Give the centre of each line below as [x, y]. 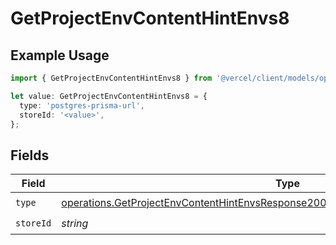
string [75, 223]
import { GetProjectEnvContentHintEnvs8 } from [111, 78]
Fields [30, 155]
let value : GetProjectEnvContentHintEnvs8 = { [109, 96]
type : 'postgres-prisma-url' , [82, 105]
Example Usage [60, 55]
